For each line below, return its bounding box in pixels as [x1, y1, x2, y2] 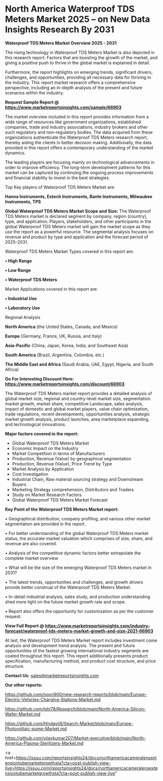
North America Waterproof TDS [5, 3, 135, 15]
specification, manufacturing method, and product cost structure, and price [5, 658, 156, 664]
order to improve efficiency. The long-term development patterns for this [5, 164, 150, 170]
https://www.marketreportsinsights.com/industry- [45, 623, 150, 629]
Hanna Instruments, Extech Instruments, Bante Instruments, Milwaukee [5, 193, 153, 199]
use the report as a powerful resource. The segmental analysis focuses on [5, 229, 154, 234]
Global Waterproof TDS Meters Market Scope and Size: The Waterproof [5, 208, 151, 214]
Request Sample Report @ [5, 99, 59, 105]
